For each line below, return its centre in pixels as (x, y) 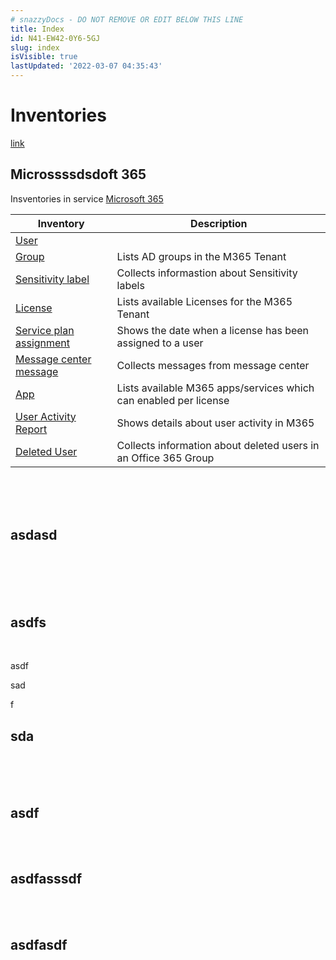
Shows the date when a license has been (213, 330)
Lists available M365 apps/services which (215, 388)
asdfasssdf (46, 879)
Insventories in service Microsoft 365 (87, 198)
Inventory (61, 223)
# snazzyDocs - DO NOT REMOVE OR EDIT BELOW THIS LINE (127, 19)
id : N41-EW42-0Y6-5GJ (55, 38)
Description (219, 223)
